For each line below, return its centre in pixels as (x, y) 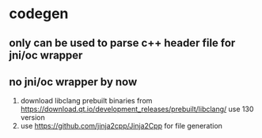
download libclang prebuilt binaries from (86, 101)
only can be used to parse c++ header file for (122, 43)
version (33, 117)
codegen (39, 14)
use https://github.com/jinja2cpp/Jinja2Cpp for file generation (121, 126)
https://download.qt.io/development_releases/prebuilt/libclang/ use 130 (137, 109)
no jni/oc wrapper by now (73, 82)
